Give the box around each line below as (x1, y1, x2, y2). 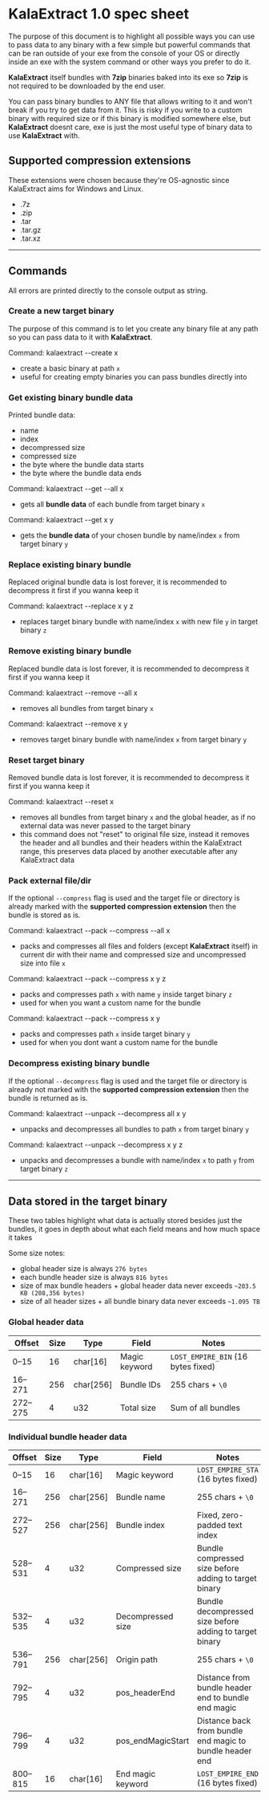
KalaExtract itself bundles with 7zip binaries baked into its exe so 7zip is (8, 72, 248, 82)
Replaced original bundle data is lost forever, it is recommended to (8, 577, 227, 587)
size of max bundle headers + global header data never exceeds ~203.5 (19, 1281, 256, 1290)
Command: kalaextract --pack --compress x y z (8, 974, 167, 984)
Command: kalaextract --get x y (8, 515, 114, 525)
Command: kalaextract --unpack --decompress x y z (8, 1140, 183, 1149)
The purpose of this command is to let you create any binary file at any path (8, 323, 259, 333)
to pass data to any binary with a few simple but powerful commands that (8, 39, 251, 49)
